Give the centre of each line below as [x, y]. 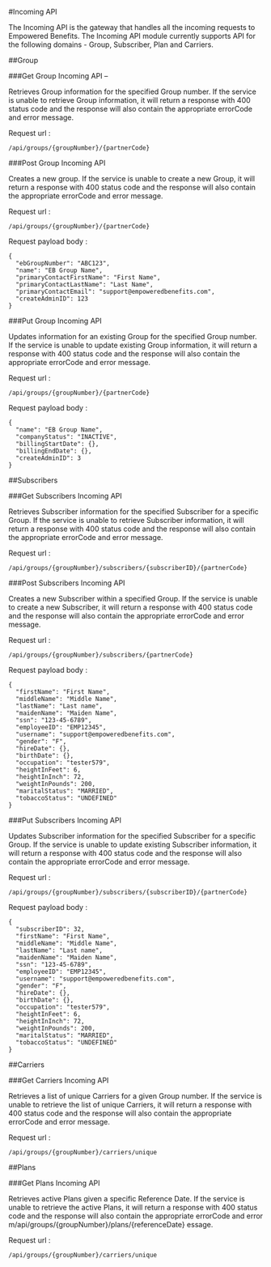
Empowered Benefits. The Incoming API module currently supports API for [132, 36]
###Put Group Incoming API [55, 321]
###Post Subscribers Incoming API [67, 583]
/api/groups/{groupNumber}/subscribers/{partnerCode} [101, 655]
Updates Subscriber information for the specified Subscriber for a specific [132, 836]
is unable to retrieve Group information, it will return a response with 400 [129, 100]
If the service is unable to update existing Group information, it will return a [133, 345]
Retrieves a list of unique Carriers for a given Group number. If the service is [135, 1096]
